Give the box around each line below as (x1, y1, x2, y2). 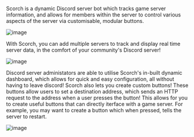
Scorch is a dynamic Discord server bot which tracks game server (6, 5, 166, 12)
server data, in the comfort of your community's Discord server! (6, 46, 161, 54)
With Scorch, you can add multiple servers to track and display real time (6, 41, 181, 47)
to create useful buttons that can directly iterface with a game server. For (6, 101, 183, 108)
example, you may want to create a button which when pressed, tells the (6, 107, 182, 113)
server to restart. (6, 113, 47, 120)
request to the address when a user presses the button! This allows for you (6, 94, 188, 101)
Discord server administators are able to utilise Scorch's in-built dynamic (6, 69, 183, 76)
